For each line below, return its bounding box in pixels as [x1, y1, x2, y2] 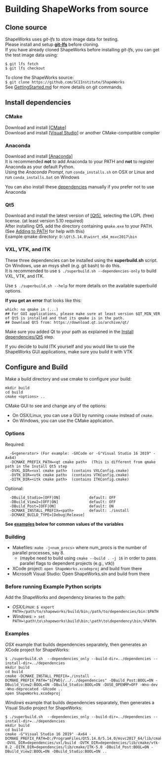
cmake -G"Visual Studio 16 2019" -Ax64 [5, 731, 87, 737]
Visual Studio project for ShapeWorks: [5, 705, 83, 711]
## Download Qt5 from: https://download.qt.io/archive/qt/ [5, 320, 129, 325]
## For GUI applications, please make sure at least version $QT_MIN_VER [5, 311, 161, 316]
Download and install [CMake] [5, 125, 67, 130]
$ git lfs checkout [5, 66, 45, 71]
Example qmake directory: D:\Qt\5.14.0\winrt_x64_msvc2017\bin [5, 234, 137, 240]
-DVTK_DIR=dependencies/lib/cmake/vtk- [78, 740, 161, 745]
